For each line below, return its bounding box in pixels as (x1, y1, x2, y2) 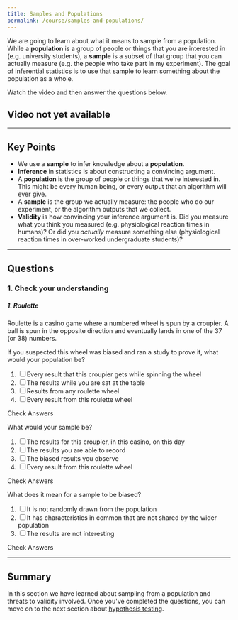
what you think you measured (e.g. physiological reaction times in (17, 220, 210, 229)
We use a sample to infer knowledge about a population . (17, 160, 185, 168)
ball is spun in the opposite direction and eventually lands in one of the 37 (7, 327, 222, 335)
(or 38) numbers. (7, 335, 57, 343)
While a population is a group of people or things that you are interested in (7, 44, 225, 53)
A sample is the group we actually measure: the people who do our (17, 197, 215, 206)
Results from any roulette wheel (26, 387, 120, 396)
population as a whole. (7, 74, 74, 82)
